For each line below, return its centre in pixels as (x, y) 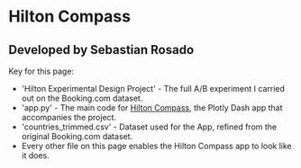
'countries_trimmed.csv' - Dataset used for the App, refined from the (149, 127)
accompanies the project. (69, 117)
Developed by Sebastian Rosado (101, 50)
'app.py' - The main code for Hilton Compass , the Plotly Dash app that (152, 108)
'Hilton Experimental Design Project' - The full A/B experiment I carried (153, 88)
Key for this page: (41, 71)
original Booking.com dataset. (77, 136)
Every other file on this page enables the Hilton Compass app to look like (156, 146)
